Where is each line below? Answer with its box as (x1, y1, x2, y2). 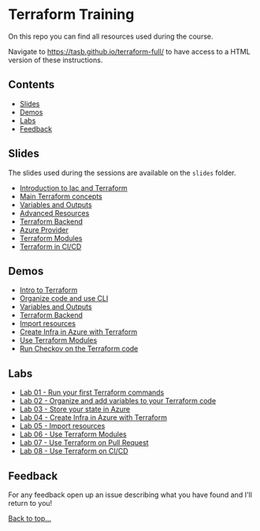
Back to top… (8, 514, 51, 523)
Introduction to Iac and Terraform (19, 183, 128, 192)
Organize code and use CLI (19, 294, 109, 303)
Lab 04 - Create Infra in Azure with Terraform (19, 413, 168, 422)
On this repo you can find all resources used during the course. (8, 32, 214, 41)
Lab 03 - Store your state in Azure (19, 404, 131, 414)
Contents (8, 78, 55, 91)
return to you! (8, 499, 53, 507)
